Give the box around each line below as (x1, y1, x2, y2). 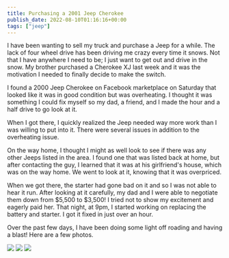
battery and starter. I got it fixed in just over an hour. (7, 210, 154, 218)
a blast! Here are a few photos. (7, 231, 94, 239)
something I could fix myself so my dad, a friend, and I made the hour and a (7, 98, 220, 106)
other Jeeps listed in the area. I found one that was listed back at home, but (7, 154, 220, 162)
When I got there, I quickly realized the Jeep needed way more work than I (7, 119, 217, 127)
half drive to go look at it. (7, 105, 77, 113)
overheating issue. (7, 133, 59, 141)
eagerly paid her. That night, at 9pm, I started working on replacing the (7, 203, 206, 212)
